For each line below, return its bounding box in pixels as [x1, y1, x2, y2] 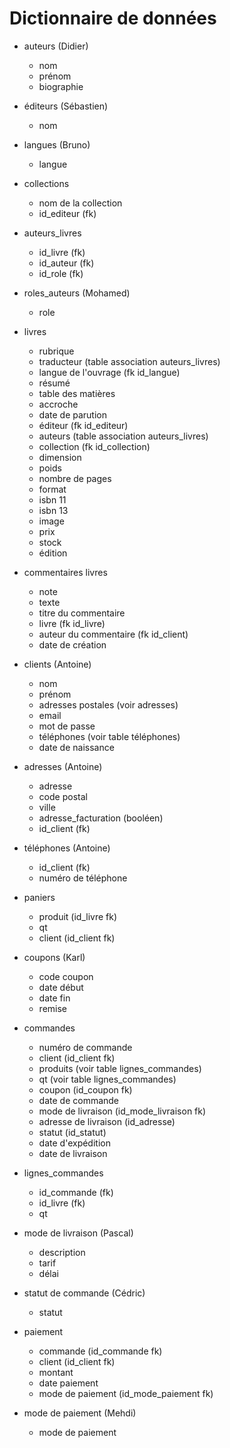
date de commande [38, 1094, 120, 1106]
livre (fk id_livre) [38, 617, 106, 629]
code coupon [38, 970, 94, 982]
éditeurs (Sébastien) [23, 100, 109, 112]
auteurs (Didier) [23, 40, 89, 52]
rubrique [38, 345, 75, 357]
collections [23, 177, 70, 189]
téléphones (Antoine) [23, 842, 111, 854]
